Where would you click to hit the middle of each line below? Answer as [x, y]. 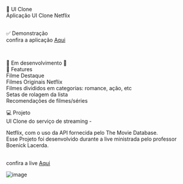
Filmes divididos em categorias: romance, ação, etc [69, 88]
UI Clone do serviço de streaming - [49, 121]
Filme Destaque [25, 75]
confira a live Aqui [28, 163]
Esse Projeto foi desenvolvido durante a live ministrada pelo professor [91, 139]
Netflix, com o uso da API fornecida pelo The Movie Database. [82, 133]
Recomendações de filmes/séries [47, 101]
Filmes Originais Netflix [34, 82]
